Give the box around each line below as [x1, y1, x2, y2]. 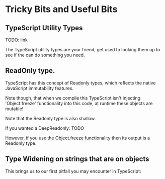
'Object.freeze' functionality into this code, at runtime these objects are [5, 100, 153, 106]
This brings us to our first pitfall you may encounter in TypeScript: [5, 168, 141, 174]
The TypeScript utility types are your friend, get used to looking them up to [5, 47, 160, 52]
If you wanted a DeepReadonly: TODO [5, 125, 85, 131]
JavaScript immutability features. [5, 85, 74, 91]
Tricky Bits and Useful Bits [5, 4, 118, 15]
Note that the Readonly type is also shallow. [5, 115, 96, 121]
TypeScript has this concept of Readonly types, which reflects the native [5, 79, 156, 86]
